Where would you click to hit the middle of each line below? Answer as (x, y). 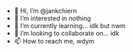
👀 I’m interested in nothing (52, 18)
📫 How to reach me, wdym (54, 41)
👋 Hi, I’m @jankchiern (46, 11)
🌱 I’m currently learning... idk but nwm (70, 26)
